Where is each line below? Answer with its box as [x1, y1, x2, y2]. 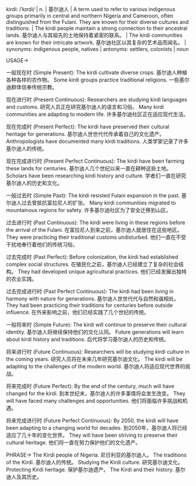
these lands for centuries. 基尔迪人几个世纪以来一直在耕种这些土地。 [6, 165, 171, 172]
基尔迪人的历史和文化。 [6, 180, 63, 186]
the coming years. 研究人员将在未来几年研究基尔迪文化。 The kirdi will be [6, 355, 183, 362]
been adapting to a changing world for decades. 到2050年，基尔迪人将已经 [6, 425, 188, 431]
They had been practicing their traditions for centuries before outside [6, 302, 173, 309]
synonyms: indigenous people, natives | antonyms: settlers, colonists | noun [6, 46, 189, 52]
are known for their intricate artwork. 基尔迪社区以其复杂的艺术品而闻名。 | [6, 39, 186, 46]
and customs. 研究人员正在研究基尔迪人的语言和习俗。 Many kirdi [6, 104, 164, 110]
